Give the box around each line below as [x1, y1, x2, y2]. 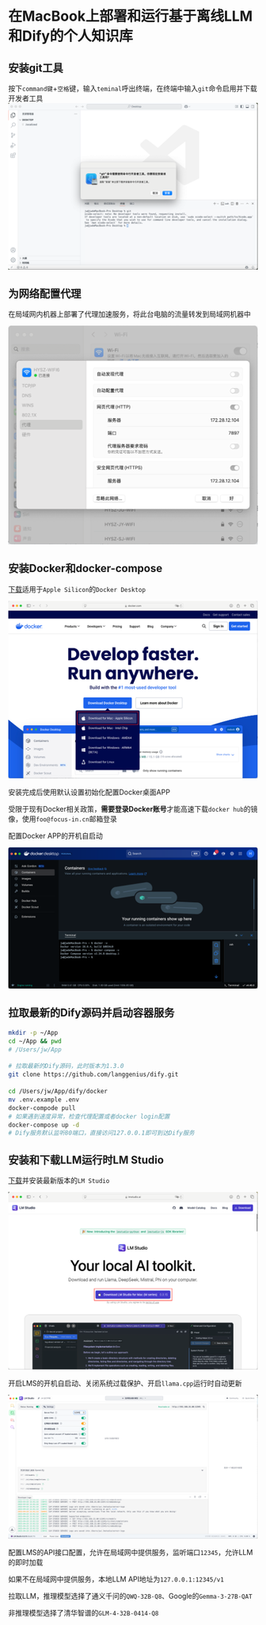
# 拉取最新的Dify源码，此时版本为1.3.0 [8, 1062, 124, 1070]
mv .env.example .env [8, 1096, 80, 1104]
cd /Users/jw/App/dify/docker [8, 1088, 108, 1096]
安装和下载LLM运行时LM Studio [8, 1153, 165, 1166]
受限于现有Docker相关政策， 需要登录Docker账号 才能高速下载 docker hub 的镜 [8, 804, 258, 813]
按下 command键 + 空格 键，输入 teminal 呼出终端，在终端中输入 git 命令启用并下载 [8, 84, 257, 93]
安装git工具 [8, 61, 63, 75]
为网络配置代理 [8, 287, 82, 301]
